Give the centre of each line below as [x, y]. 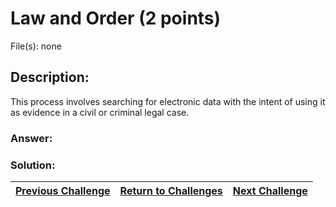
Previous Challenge [63, 190]
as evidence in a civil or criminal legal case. [100, 112]
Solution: [33, 165]
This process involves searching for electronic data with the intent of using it [168, 101]
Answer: [31, 138]
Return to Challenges [171, 190]
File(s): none [36, 46]
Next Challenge [270, 190]
